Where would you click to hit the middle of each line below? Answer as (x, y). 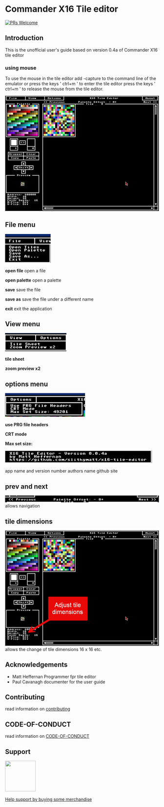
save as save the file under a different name (49, 299)
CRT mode (16, 434)
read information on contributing (38, 709)
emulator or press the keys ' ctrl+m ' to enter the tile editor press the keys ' (80, 84)
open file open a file (25, 270)
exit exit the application (29, 309)
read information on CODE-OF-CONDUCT (47, 736)
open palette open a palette (33, 280)
